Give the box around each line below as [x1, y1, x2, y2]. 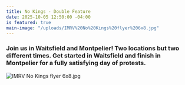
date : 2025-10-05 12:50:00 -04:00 [6, 14, 91, 20]
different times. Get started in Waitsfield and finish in [6, 52, 161, 60]
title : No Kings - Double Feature [6, 8, 91, 15]
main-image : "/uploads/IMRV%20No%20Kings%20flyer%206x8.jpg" [6, 25, 160, 31]
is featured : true [6, 19, 51, 25]
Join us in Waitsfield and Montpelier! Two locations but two [6, 45, 180, 53]
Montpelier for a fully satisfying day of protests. [6, 59, 146, 67]
